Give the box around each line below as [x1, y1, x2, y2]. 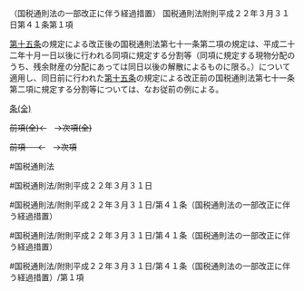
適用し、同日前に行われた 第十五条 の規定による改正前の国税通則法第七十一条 [9, 73, 295, 83]
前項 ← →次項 [9, 141, 77, 152]
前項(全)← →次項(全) [9, 122, 93, 133]
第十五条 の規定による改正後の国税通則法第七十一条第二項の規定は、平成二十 [9, 39, 296, 49]
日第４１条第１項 [9, 19, 74, 30]
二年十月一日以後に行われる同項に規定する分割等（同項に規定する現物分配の [9, 50, 296, 61]
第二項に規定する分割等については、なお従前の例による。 [9, 84, 224, 94]
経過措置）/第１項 [16, 272, 84, 283]
